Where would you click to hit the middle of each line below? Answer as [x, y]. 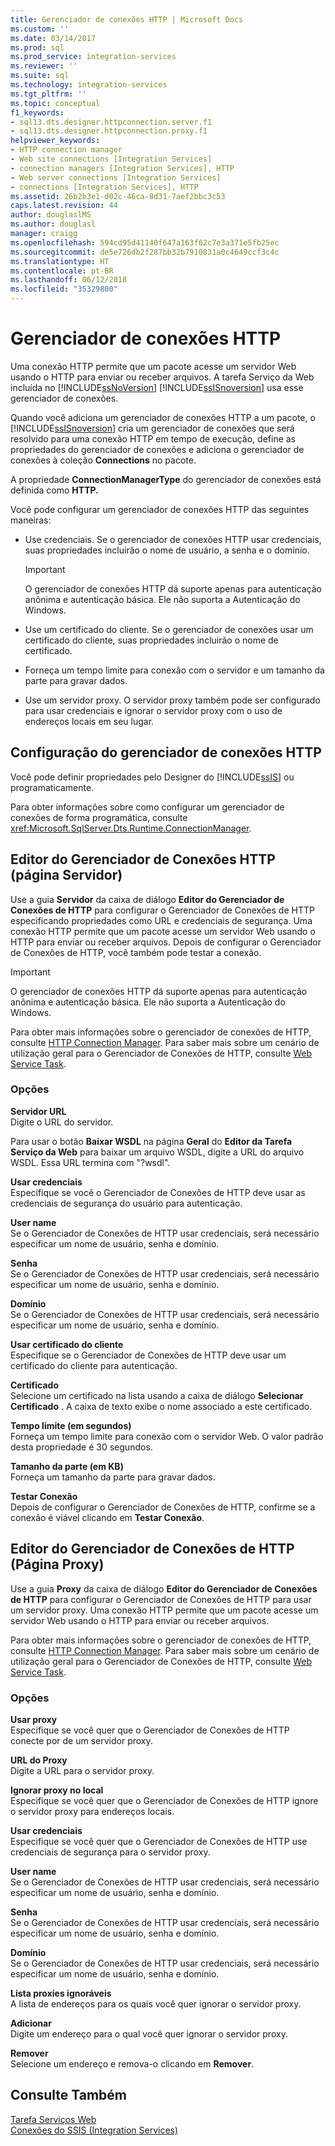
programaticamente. [52, 787]
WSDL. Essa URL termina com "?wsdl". [90, 1162]
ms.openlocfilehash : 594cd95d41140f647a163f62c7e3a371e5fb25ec [145, 242]
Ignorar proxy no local [57, 1790]
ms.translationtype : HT [60, 261]
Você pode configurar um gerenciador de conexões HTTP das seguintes [160, 509]
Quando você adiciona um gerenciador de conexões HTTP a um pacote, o [163, 417]
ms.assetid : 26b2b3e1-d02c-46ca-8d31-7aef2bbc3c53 [118, 196]
